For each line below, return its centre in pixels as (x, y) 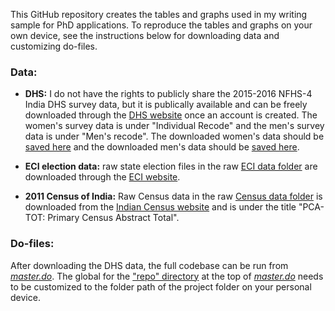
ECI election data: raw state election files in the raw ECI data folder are (171, 166)
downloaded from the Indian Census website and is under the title (160, 207)
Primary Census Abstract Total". (113, 218)
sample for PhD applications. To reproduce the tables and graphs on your (161, 25)
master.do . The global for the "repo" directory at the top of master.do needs (167, 276)
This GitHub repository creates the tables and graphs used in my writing (159, 14)
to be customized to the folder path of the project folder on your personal (161, 286)
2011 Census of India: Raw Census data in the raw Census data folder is (173, 196)
